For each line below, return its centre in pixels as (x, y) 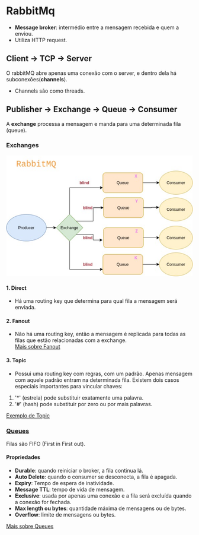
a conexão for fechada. (43, 502)
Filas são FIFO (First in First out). (46, 444)
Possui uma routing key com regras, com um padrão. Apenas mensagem (103, 373)
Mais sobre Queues (30, 526)
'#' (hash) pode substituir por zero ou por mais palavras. (84, 404)
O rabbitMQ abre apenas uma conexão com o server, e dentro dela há (91, 73)
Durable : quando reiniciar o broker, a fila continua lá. (79, 471)
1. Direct (16, 288)
